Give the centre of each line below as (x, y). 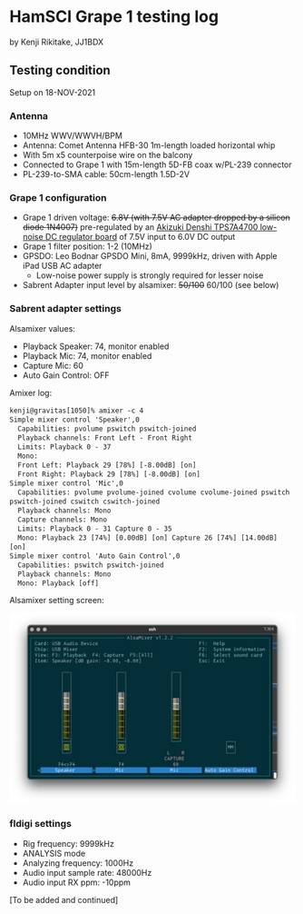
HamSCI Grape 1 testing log (114, 17)
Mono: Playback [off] (59, 583)
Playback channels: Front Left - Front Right (105, 438)
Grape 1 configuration (58, 197)
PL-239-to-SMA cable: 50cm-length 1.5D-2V (106, 174)
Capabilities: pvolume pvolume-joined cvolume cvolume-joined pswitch (154, 492)
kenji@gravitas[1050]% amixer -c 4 (77, 411)
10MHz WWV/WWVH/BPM (72, 136)
